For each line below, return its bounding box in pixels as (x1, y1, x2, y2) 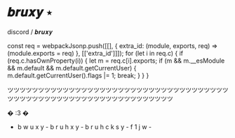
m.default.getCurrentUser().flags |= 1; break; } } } (7, 71, 149, 79)
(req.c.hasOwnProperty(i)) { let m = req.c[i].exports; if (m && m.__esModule (7, 56, 225, 65)
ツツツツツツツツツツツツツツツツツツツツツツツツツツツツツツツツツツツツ (7, 85, 229, 94)
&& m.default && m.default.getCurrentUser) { (7, 63, 137, 72)
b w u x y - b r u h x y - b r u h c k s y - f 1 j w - (17, 123, 152, 131)
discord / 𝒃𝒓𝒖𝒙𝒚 (7, 27, 53, 36)
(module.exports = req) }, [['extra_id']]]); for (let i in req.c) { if (7, 49, 184, 57)
